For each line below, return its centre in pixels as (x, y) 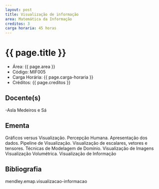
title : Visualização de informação (42, 14)
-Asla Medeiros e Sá (26, 110)
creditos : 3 (17, 24)
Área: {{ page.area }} (34, 67)
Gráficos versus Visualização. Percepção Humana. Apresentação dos (76, 138)
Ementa (17, 126)
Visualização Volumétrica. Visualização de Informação (61, 153)
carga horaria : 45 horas (31, 28)
